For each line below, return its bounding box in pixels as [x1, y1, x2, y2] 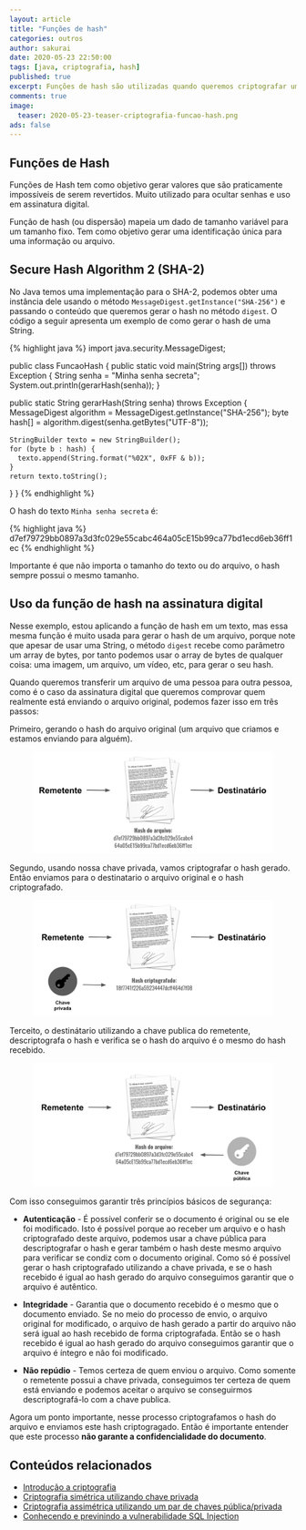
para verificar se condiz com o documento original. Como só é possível [22, 1252, 291, 1263]
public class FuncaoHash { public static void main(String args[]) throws [9, 360, 276, 371]
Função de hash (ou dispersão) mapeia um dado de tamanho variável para [9, 217, 289, 228]
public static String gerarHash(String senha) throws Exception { [9, 397, 248, 408]
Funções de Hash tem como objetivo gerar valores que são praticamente [9, 179, 283, 190]
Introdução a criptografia [22, 1482, 117, 1493]
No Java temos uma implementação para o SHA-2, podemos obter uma [9, 286, 278, 297]
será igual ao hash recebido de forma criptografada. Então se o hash [22, 1328, 280, 1339]
